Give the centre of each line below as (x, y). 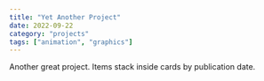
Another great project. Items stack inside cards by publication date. (132, 67)
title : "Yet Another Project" (65, 17)
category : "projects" (49, 33)
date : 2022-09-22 (41, 26)
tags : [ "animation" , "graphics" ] (71, 42)
